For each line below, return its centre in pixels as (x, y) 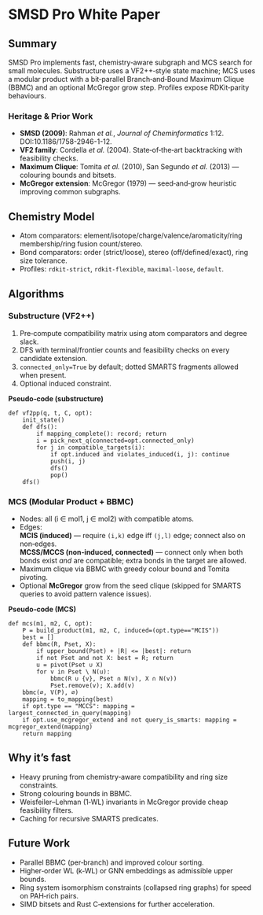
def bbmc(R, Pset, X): (59, 644)
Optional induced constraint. (66, 383)
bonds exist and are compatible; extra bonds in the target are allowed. (133, 561)
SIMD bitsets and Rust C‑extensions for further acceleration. (117, 904)
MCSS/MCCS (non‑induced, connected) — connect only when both (131, 552)
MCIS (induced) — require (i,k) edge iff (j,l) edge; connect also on (132, 536)
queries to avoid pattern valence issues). (85, 594)
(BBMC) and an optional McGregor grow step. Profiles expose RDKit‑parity (129, 87)
